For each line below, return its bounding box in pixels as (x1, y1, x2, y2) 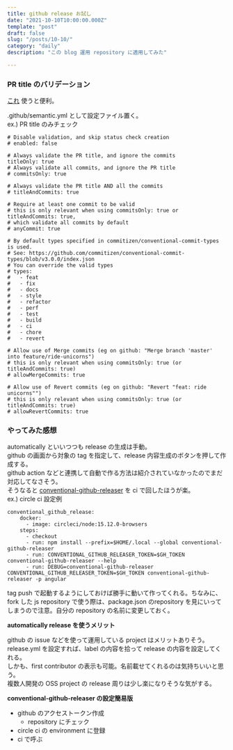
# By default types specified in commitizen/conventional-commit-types (7, 237, 219, 244)
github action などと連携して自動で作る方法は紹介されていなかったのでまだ (7, 469, 223, 477)
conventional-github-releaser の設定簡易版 (7, 694, 134, 703)
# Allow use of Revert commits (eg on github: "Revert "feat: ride (7, 384, 207, 391)
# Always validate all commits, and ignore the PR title (7, 164, 176, 171)
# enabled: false (7, 140, 58, 147)
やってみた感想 (7, 425, 57, 435)
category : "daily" (7, 42, 61, 49)
